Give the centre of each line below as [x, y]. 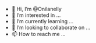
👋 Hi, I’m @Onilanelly [37, 9]
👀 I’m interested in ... [36, 15]
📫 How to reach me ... [38, 34]
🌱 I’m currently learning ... [42, 21]
